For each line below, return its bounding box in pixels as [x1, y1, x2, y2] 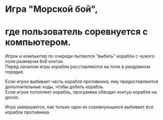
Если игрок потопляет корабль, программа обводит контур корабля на [5, 89, 157, 95]
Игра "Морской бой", [5, 3, 98, 15]
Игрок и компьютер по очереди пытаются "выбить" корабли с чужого [5, 53, 155, 59]
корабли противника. [5, 109, 51, 115]
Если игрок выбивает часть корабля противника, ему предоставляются [5, 78, 159, 85]
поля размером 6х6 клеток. [5, 59, 65, 64]
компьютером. [5, 37, 71, 48]
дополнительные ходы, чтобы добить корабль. [5, 84, 105, 90]
